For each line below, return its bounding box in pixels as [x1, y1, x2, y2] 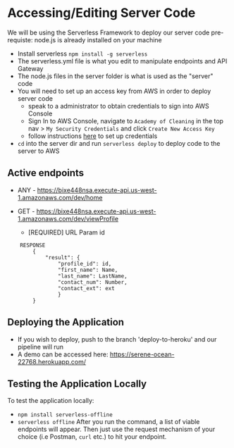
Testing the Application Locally [7, 378, 147, 390]
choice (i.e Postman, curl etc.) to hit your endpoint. [17, 433, 167, 441]
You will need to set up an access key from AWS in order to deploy [17, 87, 211, 95]
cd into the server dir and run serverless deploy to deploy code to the [17, 139, 221, 147]
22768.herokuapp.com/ [17, 357, 87, 366]
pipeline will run [17, 342, 64, 351]
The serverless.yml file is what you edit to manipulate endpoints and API [17, 56, 228, 65]
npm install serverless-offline [17, 411, 113, 418]
